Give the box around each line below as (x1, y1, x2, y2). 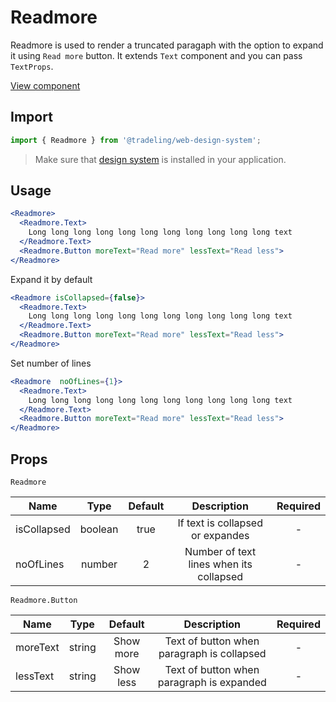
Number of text (184, 545, 257, 558)
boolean (79, 522, 119, 536)
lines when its (188, 557, 253, 571)
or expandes (190, 529, 250, 542)
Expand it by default (10, 273, 93, 285)
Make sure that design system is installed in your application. (34, 153, 287, 165)
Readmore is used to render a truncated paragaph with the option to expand (10, 39, 324, 51)
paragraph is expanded (157, 676, 267, 689)
